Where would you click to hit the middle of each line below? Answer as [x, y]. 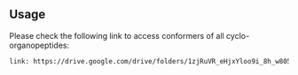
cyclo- [238, 35]
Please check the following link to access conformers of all [117, 35]
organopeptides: [39, 45]
